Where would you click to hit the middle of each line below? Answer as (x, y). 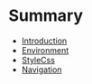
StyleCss (38, 60)
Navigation (41, 70)
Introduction (44, 41)
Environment (45, 50)
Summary (46, 16)
